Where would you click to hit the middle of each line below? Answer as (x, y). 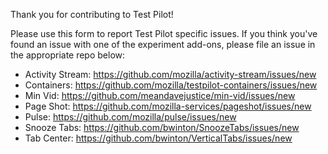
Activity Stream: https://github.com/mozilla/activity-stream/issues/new (170, 74)
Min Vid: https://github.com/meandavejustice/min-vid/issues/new (160, 95)
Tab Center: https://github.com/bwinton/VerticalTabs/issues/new (158, 138)
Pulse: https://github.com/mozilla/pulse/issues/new (130, 117)
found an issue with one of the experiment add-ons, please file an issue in (163, 44)
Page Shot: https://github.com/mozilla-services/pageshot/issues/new (168, 106)
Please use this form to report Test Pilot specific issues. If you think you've (164, 33)
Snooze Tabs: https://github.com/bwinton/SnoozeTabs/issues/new (162, 127)
